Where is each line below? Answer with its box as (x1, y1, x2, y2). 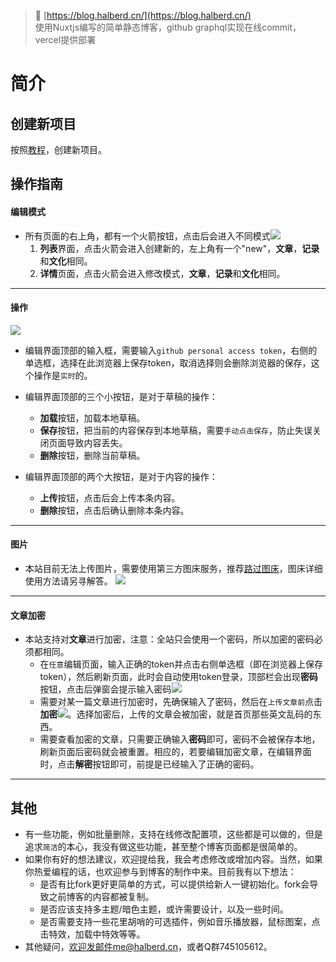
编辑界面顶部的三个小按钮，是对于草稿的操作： (24, 390, 218, 402)
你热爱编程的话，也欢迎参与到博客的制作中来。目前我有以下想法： (24, 866, 297, 878)
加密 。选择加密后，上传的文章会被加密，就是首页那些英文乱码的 (39, 708, 313, 720)
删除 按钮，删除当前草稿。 (39, 449, 146, 461)
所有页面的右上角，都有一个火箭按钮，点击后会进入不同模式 (24, 230, 271, 242)
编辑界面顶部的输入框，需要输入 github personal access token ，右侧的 (24, 344, 318, 356)
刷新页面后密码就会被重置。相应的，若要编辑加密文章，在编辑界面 (39, 746, 312, 758)
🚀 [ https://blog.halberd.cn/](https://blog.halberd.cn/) (34, 10, 252, 21)
